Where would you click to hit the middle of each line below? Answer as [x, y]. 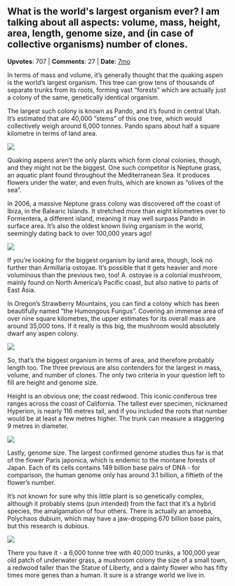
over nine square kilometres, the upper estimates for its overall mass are [112, 318]
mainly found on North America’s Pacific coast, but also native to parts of [113, 282]
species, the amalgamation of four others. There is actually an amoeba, [110, 511]
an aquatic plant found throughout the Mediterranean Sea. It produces [109, 175]
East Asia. [22, 290]
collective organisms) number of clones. [98, 45]
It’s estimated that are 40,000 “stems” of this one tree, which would [105, 118]
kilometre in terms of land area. [52, 133]
